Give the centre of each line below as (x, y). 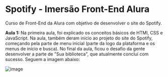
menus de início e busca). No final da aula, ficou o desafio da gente (75, 48)
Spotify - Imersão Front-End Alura (77, 9)
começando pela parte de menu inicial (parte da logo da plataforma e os (80, 43)
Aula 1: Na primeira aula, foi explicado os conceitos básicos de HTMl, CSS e (84, 32)
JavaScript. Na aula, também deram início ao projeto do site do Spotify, (79, 38)
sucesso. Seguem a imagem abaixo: (43, 59)
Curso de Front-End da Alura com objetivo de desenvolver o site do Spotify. (83, 23)
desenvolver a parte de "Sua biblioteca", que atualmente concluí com (77, 54)
